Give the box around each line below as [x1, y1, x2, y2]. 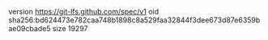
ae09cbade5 [8, 24, 51, 33]
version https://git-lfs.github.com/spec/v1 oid [8, 7, 160, 16]
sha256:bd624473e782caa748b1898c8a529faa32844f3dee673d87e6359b [8, 15, 261, 25]
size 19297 [52, 24, 88, 33]
